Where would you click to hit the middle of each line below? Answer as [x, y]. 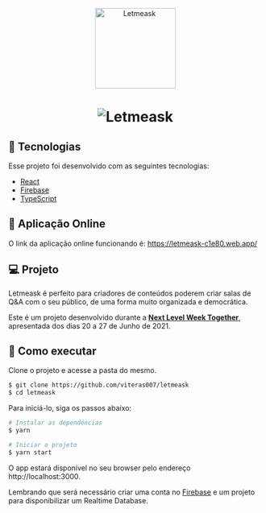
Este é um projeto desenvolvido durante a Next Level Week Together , [125, 317]
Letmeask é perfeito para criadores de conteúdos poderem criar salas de [130, 293]
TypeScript [38, 199]
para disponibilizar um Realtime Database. [79, 500]
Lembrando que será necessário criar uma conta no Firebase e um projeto [132, 492]
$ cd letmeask [32, 393]
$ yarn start [30, 452]
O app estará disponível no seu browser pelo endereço [100, 468]
